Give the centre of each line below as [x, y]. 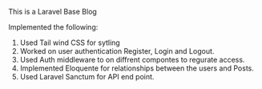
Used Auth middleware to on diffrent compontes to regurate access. [132, 60]
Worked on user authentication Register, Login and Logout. [117, 51]
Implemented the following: [53, 27]
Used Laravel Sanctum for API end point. [87, 77]
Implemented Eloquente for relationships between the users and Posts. [137, 68]
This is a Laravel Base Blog [53, 12]
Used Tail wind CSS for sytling [70, 42]
